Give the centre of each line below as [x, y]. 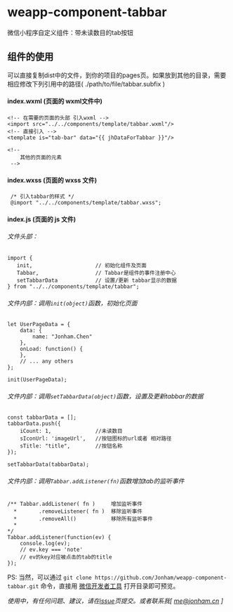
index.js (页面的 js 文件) [41, 219]
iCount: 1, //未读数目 [71, 431]
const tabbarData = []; [42, 418]
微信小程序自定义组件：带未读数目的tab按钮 [71, 32]
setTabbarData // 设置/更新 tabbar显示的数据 [97, 280]
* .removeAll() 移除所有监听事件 [83, 519]
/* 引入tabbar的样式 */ [42, 197]
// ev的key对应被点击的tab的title [66, 557]
